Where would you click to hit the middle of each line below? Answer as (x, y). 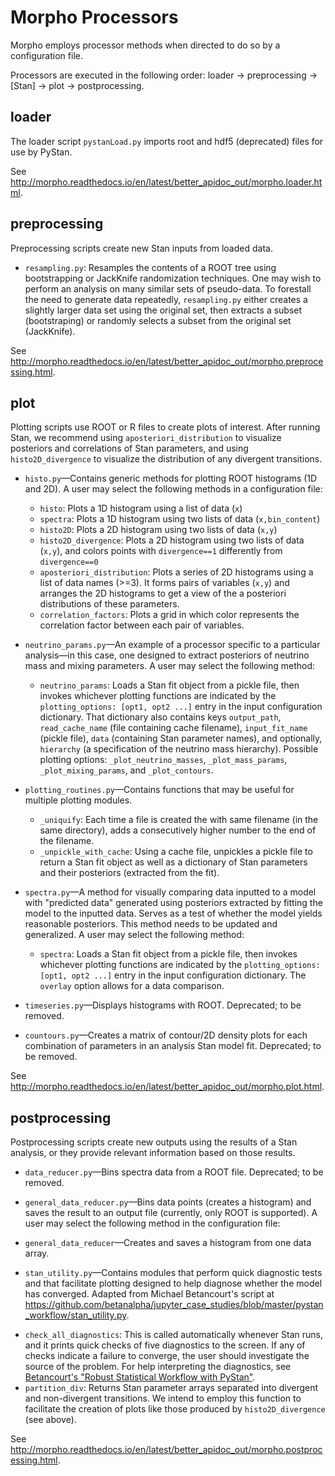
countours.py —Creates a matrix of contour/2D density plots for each (166, 1035)
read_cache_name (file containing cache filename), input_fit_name (173, 728)
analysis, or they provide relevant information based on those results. (153, 1153)
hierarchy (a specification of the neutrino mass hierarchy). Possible (179, 749)
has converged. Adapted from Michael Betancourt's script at (149, 1294)
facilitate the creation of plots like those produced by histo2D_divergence (175, 1409)
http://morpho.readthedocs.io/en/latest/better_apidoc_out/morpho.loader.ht (166, 182)
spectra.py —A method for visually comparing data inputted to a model (170, 892)
